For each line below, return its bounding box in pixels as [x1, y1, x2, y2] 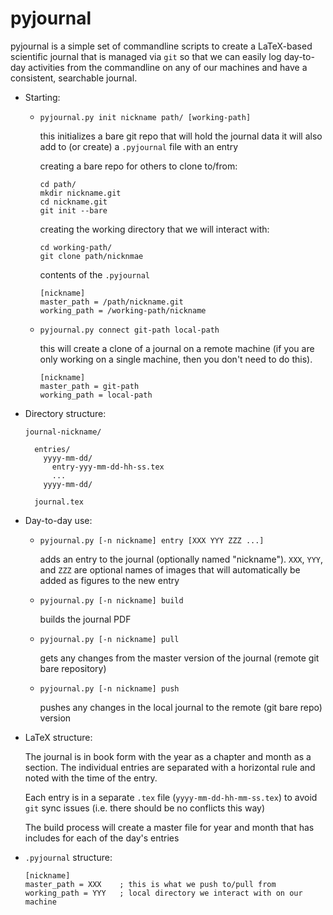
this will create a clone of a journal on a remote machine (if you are [39, 342, 315, 354]
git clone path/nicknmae [39, 251, 144, 261]
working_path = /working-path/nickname [39, 305, 207, 316]
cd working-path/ [39, 242, 113, 252]
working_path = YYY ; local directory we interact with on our [24, 888, 303, 898]
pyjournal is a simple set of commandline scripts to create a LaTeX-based [10, 40, 313, 52]
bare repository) [39, 662, 107, 674]
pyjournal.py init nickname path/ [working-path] [39, 112, 252, 122]
